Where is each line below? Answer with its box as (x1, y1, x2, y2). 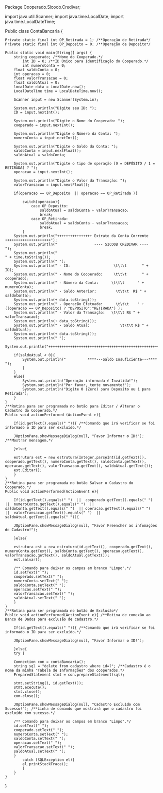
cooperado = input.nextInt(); (14, 123, 75, 128)
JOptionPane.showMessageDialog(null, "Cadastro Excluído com (14, 702, 140, 707)
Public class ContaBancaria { (5, 28, 63, 34)
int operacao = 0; (14, 72, 51, 76)
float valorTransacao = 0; (14, 76, 68, 81)
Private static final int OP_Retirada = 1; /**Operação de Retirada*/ (5, 37, 151, 42)
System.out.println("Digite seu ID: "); (14, 106, 97, 111)
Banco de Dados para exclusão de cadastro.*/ (5, 617, 98, 622)
